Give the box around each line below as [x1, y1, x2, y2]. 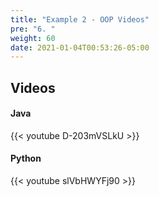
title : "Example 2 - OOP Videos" [10, 14, 150, 25]
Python [10, 152, 42, 165]
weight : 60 [10, 33, 56, 43]
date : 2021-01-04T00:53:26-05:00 [10, 42, 150, 53]
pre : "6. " [10, 24, 56, 34]
